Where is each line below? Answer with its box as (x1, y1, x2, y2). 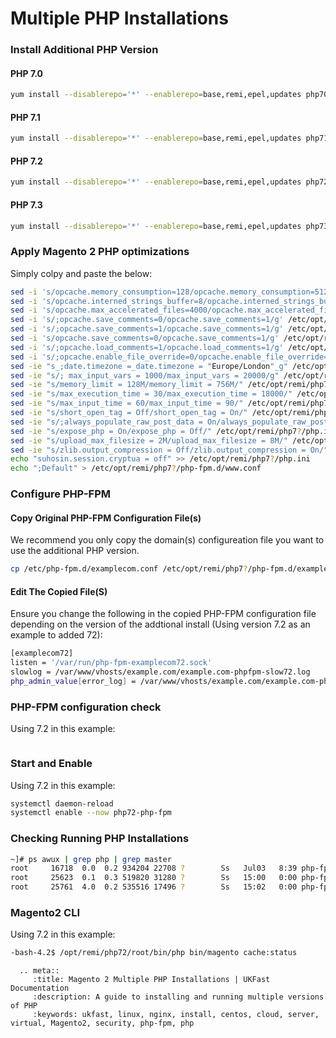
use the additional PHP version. (10, 545, 140, 557)
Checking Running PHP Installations (10, 832, 190, 846)
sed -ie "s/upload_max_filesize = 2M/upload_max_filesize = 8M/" (10, 435, 288, 446)
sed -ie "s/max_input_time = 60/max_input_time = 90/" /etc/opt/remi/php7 (10, 398, 329, 409)
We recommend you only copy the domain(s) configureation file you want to (10, 534, 325, 546)
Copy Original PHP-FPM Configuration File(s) (10, 512, 202, 524)
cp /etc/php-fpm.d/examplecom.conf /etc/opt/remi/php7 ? (10, 564, 248, 574)
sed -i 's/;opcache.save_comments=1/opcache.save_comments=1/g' (10, 324, 284, 334)
